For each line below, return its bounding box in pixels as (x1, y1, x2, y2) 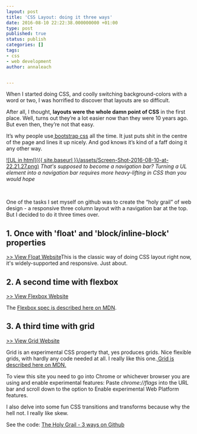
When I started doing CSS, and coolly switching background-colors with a (6, 90, 187, 98)
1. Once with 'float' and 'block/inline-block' (6, 228, 170, 238)
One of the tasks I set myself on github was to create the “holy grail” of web (6, 198, 192, 205)
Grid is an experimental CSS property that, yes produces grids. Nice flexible (6, 349, 192, 356)
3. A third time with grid (6, 321, 95, 331)
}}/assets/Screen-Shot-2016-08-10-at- (74, 157, 169, 164)
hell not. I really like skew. (6, 409, 69, 416)
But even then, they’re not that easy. (6, 121, 95, 128)
